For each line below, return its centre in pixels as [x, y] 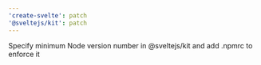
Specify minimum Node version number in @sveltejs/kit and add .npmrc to [130, 45]
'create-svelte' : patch [48, 15]
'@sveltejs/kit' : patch [48, 23]
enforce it [24, 54]
